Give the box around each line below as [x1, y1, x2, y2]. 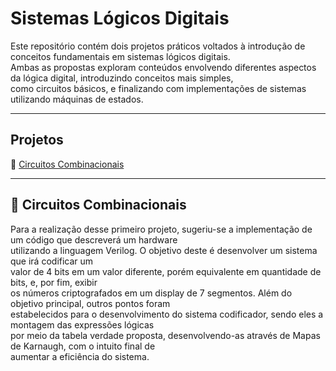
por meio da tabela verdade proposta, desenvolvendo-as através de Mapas [10, 329, 321, 341]
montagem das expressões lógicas [10, 318, 155, 331]
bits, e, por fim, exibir [10, 276, 98, 288]
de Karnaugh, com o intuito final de [10, 340, 156, 352]
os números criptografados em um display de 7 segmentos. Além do [10, 287, 293, 299]
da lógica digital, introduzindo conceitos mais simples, [10, 72, 234, 84]
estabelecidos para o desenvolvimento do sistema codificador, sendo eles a [10, 308, 324, 320]
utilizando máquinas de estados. [10, 93, 144, 105]
